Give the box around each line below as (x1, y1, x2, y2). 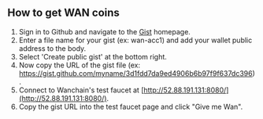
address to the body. (18, 43, 87, 53)
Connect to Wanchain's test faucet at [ (18, 85, 144, 95)
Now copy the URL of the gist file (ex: (18, 60, 141, 70)
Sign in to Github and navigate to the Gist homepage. (18, 27, 191, 36)
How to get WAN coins (7, 6, 120, 20)
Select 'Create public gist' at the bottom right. (18, 52, 167, 61)
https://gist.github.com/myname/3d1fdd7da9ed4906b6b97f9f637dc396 (18, 68, 253, 78)
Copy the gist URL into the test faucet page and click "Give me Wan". (18, 102, 243, 111)
